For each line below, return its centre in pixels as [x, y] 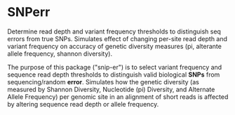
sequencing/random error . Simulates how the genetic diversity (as [103, 82]
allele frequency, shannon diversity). [60, 54]
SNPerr [29, 12]
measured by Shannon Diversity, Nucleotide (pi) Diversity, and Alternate [111, 89]
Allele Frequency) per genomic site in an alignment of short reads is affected [118, 97]
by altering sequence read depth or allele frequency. [83, 104]
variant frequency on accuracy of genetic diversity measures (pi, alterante [115, 46]
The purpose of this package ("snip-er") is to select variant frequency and [115, 67]
